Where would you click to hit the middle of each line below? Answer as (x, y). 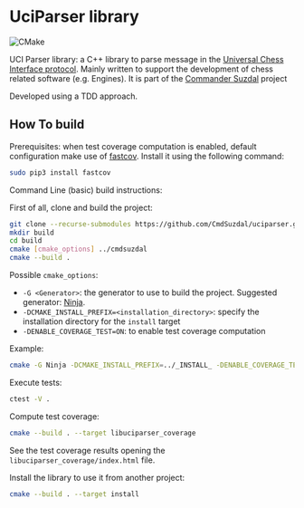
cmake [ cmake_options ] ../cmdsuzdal (78, 249)
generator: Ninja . (54, 302)
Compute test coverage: (54, 416)
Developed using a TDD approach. (74, 96)
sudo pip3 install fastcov (60, 173)
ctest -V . (30, 399)
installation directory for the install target (101, 321)
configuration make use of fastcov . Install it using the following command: (147, 156)
